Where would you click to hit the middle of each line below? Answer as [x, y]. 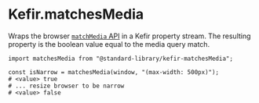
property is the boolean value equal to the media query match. [109, 44]
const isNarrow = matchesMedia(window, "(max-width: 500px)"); [114, 72]
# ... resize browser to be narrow [66, 86]
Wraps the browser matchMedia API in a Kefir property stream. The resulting [129, 36]
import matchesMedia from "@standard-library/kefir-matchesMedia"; [121, 59]
